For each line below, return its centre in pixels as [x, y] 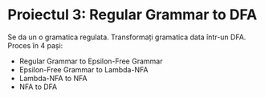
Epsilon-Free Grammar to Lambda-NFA [84, 69]
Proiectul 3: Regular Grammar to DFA [132, 15]
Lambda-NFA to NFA [53, 78]
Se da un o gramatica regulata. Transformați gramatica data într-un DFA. [127, 37]
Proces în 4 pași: [35, 45]
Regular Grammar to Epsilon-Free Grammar [91, 61]
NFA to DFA [38, 87]
